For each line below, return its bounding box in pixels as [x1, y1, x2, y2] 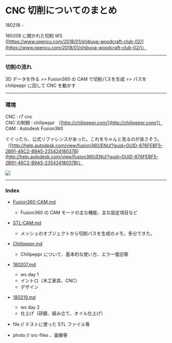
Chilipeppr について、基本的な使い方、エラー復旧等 [20, 251, 129, 257]
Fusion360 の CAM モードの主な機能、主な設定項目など [20, 209, 138, 216]
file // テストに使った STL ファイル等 [12, 321, 90, 327]
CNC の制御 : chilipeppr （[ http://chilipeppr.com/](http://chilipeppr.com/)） [5, 119, 163, 126]
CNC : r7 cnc [5, 113, 33, 120]
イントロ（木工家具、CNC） [20, 277, 80, 283]
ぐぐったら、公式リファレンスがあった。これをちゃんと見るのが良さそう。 [5, 136, 162, 142]
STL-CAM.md [12, 219, 42, 226]
